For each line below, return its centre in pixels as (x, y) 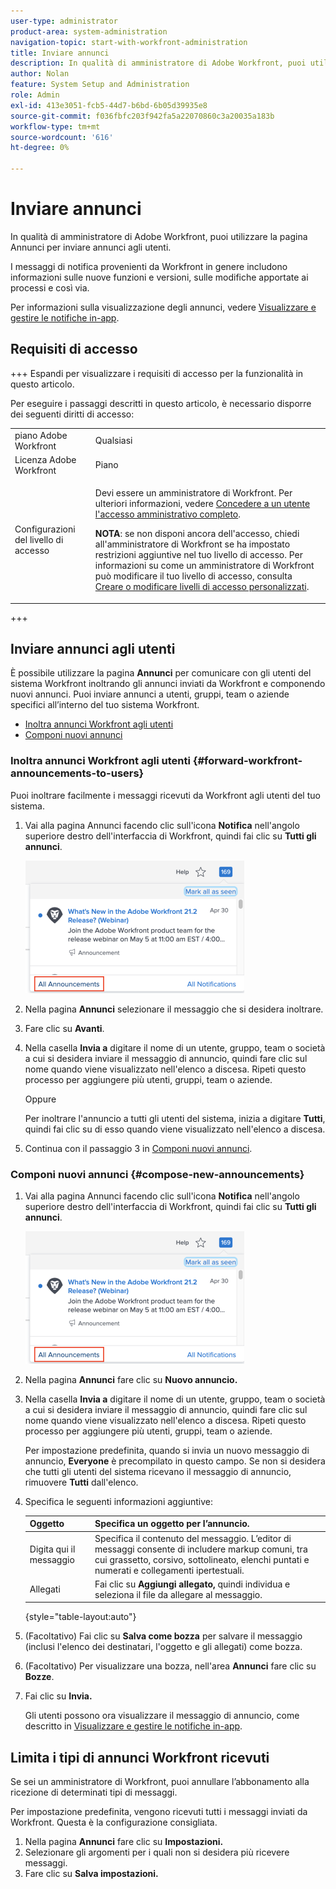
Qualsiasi (113, 440)
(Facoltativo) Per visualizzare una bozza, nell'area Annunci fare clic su (170, 1666)
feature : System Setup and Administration (100, 85)
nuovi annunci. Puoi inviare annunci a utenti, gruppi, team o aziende (150, 694)
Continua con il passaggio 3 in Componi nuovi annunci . (138, 1148)
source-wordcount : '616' (62, 137)
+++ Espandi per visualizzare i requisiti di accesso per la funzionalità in (157, 373)
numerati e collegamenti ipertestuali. (169, 1570)
